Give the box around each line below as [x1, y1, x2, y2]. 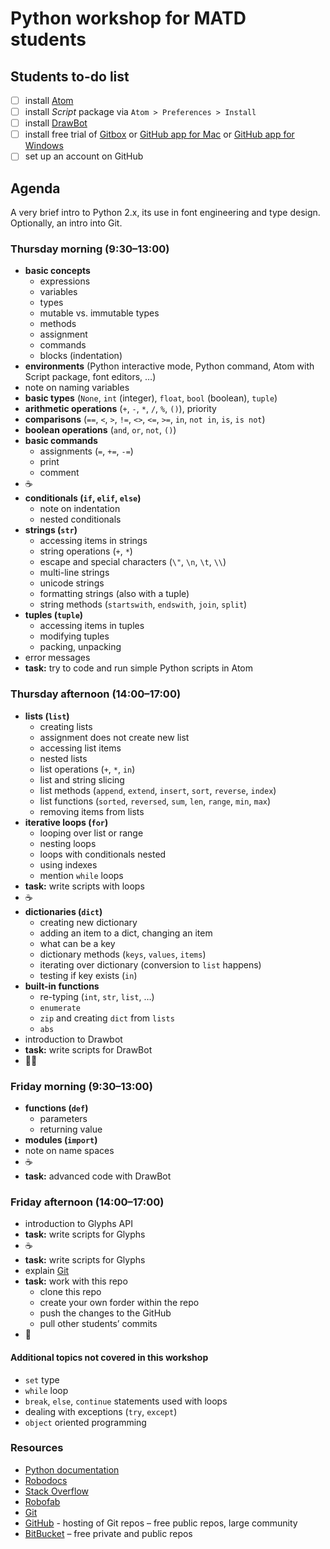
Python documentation [24, 1463, 120, 1476]
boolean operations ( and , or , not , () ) [24, 424, 177, 436]
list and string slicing [39, 773, 125, 786]
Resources [10, 1441, 64, 1455]
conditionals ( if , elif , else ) [24, 492, 142, 504]
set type [24, 1373, 60, 1386]
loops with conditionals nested [39, 848, 167, 860]
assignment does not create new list [39, 731, 190, 743]
